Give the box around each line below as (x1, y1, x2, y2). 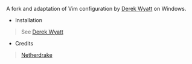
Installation (14, 17, 43, 23)
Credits (14, 40, 34, 47)
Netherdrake (21, 51, 53, 59)
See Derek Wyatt (21, 28, 63, 35)
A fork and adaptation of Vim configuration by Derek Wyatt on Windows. (6, 5, 187, 12)
